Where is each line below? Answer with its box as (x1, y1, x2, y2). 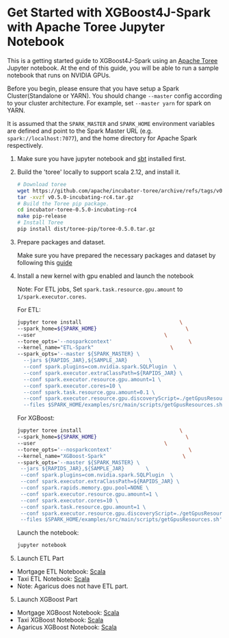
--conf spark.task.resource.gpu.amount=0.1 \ (23, 389, 155, 396)
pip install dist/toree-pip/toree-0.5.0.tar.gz (16, 226, 155, 233)
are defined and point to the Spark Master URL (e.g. (7, 127, 153, 135)
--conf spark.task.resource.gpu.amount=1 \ (20, 503, 146, 511)
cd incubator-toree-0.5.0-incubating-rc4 (16, 207, 137, 214)
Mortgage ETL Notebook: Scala (16, 567, 106, 576)
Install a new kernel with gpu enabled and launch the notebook (16, 272, 194, 280)
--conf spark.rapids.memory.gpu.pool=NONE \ (20, 485, 149, 492)
